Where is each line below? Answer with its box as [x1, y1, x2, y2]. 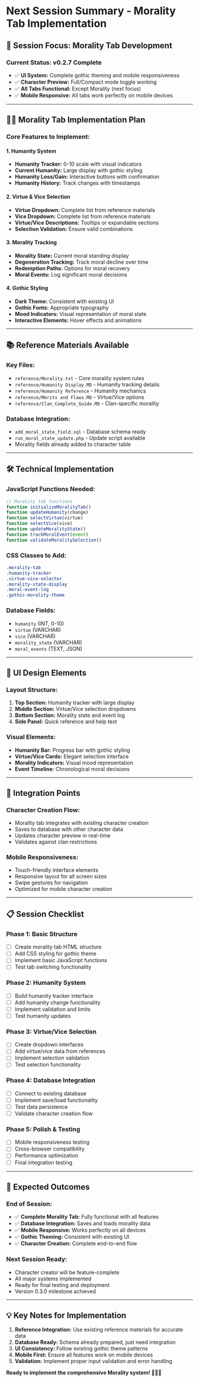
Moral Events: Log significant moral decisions [14, 271, 127, 278]
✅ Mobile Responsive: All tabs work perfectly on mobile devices [14, 91, 173, 99]
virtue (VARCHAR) [14, 626, 61, 633]
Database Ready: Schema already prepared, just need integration [14, 1339, 176, 1346]
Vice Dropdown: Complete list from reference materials [14, 213, 151, 220]
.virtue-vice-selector [6, 575, 62, 581]
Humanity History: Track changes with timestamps [14, 179, 140, 186]
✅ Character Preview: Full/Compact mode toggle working [14, 78, 157, 86]
